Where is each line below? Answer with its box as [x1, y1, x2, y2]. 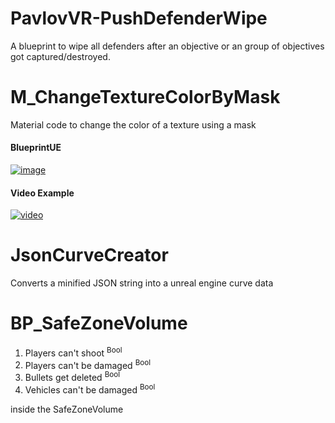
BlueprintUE [10, 142, 62, 154]
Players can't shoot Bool [24, 345, 123, 359]
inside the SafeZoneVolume [10, 403, 124, 415]
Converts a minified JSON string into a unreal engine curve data [10, 277, 274, 289]
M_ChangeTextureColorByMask [10, 86, 281, 109]
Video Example [10, 187, 75, 199]
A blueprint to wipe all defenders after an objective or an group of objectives [10, 40, 325, 52]
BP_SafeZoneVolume [10, 312, 188, 335]
